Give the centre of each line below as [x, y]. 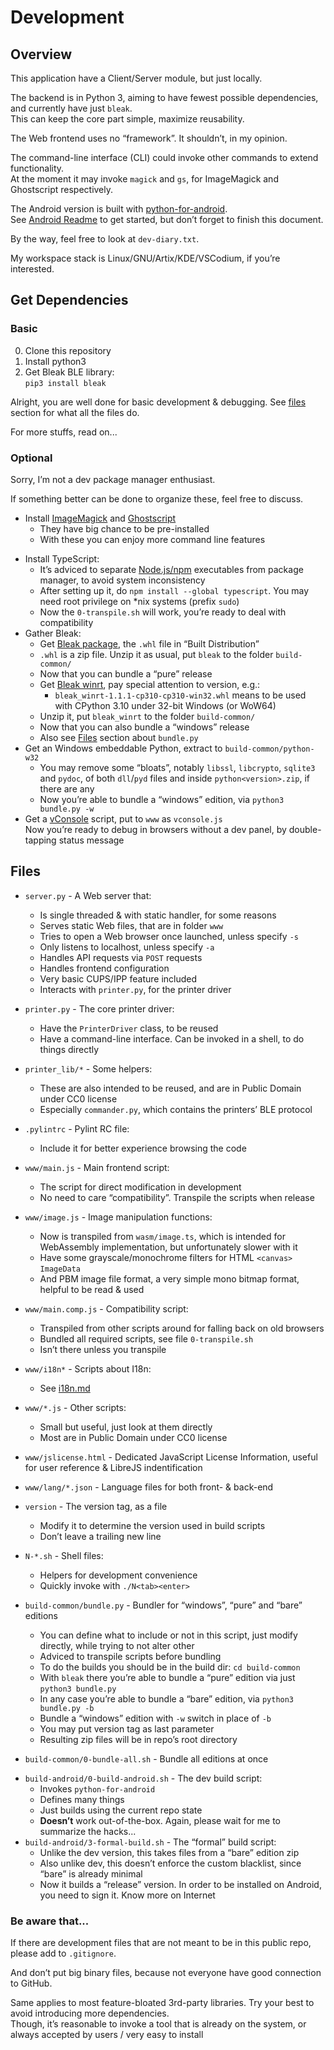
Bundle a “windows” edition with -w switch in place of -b [155, 1718]
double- [305, 829]
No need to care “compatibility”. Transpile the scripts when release [177, 1197]
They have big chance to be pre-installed [124, 528]
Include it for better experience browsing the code [143, 1148]
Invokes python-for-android [97, 1788]
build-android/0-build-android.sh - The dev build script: [143, 1778]
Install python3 [55, 361]
